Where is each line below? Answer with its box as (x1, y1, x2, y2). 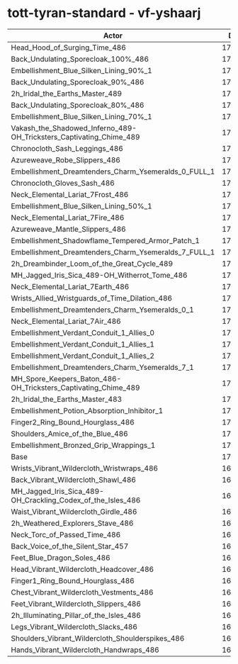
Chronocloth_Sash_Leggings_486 (11, 143, 124, 153)
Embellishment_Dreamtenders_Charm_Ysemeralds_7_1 (11, 362, 195, 372)
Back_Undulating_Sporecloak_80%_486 (11, 100, 144, 110)
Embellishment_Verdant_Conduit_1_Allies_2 (11, 351, 154, 361)
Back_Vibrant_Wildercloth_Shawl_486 (11, 475, 137, 485)
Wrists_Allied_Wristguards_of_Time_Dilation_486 (11, 293, 172, 303)
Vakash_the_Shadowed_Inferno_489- (11, 123, 137, 133)
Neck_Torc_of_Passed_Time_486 (11, 529, 121, 539)
